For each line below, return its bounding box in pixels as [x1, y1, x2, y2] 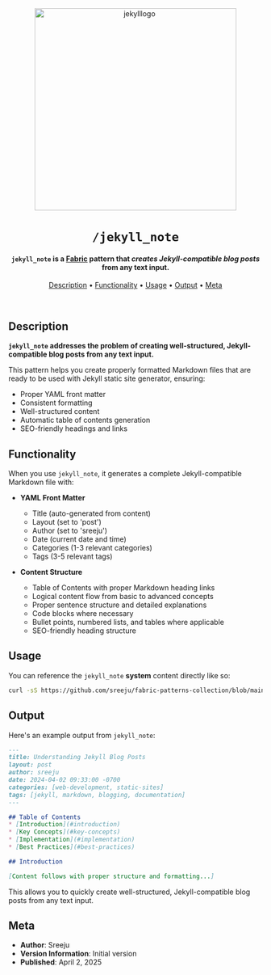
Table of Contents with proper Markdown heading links [31, 583, 215, 593]
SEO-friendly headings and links [19, 424, 127, 433]
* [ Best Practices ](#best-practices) [8, 843, 135, 851]
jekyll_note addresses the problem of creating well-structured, [8, 341, 226, 351]
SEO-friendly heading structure [31, 626, 137, 635]
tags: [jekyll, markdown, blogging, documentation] [8, 791, 186, 799]
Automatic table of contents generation [19, 416, 151, 425]
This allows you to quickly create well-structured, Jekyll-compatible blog [8, 887, 251, 897]
